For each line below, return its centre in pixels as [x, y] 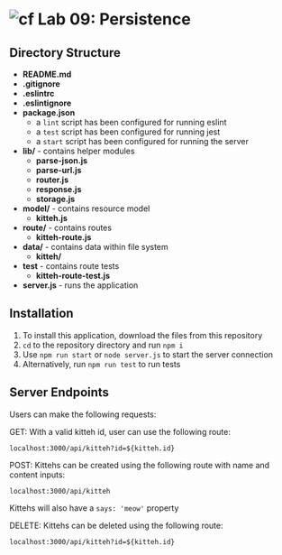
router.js [52, 180]
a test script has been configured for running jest [128, 132]
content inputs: [37, 475]
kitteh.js [51, 218]
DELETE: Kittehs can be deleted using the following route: [116, 525]
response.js [59, 189]
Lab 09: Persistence [114, 19]
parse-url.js [59, 170]
